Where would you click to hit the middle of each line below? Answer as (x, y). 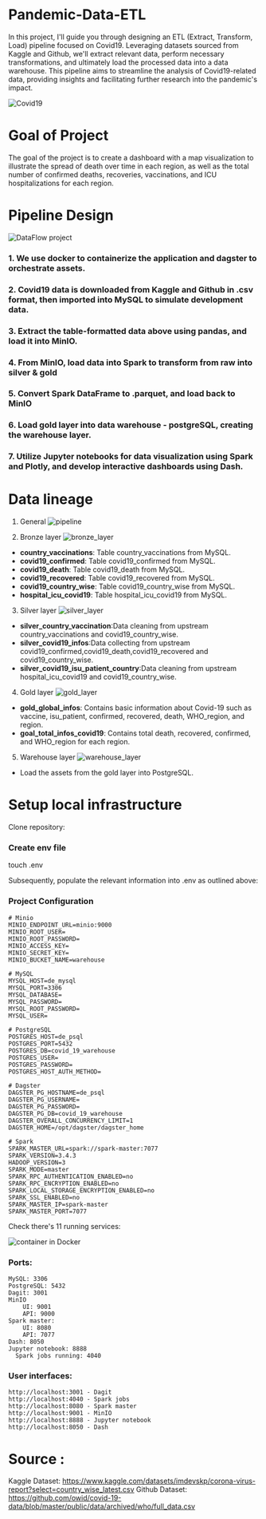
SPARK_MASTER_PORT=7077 (48, 1212)
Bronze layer (41, 537)
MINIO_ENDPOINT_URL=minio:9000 (60, 925)
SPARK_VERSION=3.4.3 (43, 1156)
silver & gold (33, 372)
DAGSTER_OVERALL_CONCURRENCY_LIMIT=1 (71, 1120)
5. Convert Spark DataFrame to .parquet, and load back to (122, 394)
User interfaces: (41, 1375)
